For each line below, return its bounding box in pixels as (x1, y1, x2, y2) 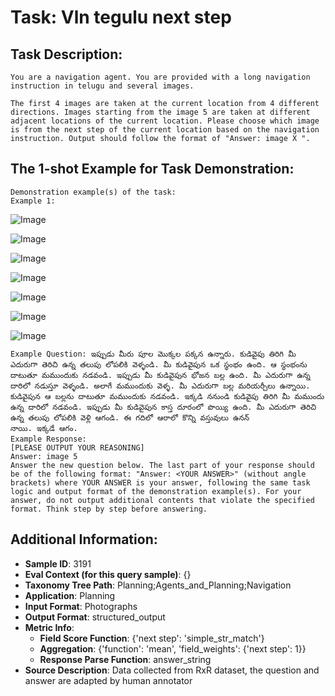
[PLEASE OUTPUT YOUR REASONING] (10, 442, 145, 453)
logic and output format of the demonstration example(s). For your (10, 486, 302, 496)
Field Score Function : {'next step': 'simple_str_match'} (39, 632, 265, 644)
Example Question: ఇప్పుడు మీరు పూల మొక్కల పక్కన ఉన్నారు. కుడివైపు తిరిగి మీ (10, 349, 297, 359)
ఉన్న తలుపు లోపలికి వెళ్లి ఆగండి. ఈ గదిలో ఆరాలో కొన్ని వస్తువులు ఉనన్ (10, 412, 250, 423)
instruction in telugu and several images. (10, 81, 195, 91)
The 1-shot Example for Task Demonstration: (10, 161, 295, 178)
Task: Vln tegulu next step (10, 6, 232, 29)
